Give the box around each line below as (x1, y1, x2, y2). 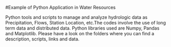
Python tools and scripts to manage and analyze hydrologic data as (5, 14, 148, 20)
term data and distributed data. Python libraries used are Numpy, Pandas (5, 25, 160, 31)
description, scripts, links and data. (5, 36, 80, 42)
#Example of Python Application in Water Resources (5, 5, 116, 10)
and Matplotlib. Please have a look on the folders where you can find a (5, 31, 155, 36)
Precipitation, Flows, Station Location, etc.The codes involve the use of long (5, 20, 166, 26)
